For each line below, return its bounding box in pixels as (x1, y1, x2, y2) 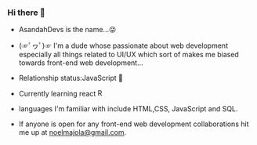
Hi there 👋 (7, 7, 46, 18)
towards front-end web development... (18, 58, 144, 67)
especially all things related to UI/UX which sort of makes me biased (18, 50, 240, 60)
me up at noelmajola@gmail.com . (18, 128, 127, 137)
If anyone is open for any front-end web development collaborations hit (18, 119, 249, 129)
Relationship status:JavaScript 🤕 (18, 74, 123, 83)
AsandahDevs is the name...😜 (18, 25, 117, 34)
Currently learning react (18, 89, 96, 99)
